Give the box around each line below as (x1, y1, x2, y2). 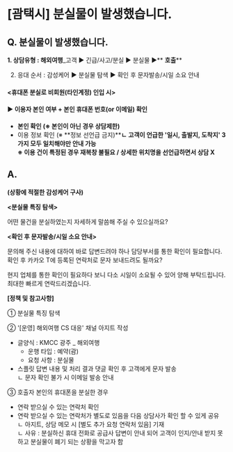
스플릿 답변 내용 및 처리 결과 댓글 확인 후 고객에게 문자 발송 (17, 364, 177, 373)
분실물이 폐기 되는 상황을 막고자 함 (30, 437, 124, 446)
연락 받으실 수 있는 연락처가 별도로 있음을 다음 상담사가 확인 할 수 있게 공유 (17, 411, 220, 419)
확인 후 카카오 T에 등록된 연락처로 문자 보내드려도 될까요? (7, 255, 163, 264)
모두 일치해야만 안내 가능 (30, 139, 97, 147)
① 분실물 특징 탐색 (7, 309, 61, 317)
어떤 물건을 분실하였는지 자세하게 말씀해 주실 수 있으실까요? (7, 217, 168, 226)
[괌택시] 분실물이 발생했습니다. (7, 6, 172, 22)
